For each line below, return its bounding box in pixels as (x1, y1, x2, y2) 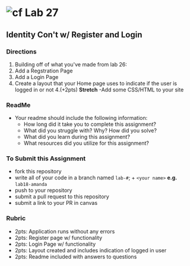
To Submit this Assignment (6, 154, 86, 163)
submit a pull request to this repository (14, 193, 110, 200)
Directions (6, 47, 37, 56)
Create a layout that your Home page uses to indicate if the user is (14, 80, 177, 87)
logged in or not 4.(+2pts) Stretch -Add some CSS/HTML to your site (14, 86, 184, 93)
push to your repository (14, 187, 72, 194)
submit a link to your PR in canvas (14, 199, 98, 207)
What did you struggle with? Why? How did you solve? (23, 127, 157, 134)
